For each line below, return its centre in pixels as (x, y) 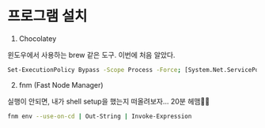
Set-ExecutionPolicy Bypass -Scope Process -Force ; (94, 70)
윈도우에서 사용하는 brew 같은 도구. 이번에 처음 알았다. (91, 55)
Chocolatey (38, 38)
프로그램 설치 (47, 16)
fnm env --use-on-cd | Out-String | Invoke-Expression (100, 116)
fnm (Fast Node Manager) (61, 85)
